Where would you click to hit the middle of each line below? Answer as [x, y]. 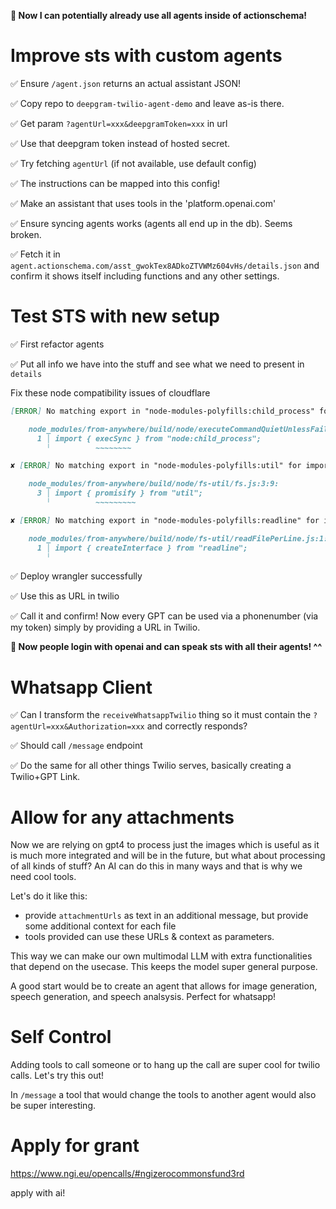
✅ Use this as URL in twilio [65, 596]
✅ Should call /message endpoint [76, 746]
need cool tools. [43, 877]
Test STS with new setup [115, 316]
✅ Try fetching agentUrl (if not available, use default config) [133, 163]
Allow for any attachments [122, 817]
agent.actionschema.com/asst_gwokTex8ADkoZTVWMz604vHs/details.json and [165, 265]
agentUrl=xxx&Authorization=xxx [77, 727]
